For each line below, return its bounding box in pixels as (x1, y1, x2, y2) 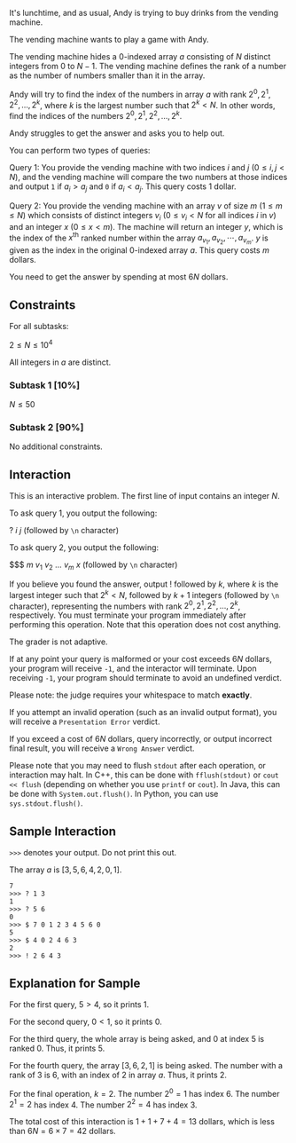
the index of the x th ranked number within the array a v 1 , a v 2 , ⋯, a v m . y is (9, 231, 269, 247)
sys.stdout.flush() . (9, 798, 83, 808)
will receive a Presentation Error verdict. (9, 716, 160, 727)
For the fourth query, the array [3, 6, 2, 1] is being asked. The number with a (9, 1060, 284, 1070)
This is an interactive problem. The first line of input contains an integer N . (9, 491, 281, 501)
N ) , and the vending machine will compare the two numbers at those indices (9, 171, 288, 182)
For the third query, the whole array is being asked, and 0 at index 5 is (9, 1033, 264, 1044)
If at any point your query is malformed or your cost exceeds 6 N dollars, (9, 654, 273, 665)
